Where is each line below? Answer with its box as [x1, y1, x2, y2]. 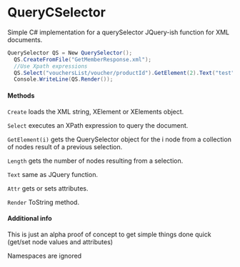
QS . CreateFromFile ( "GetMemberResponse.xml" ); [14, 56, 152, 63]
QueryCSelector [7, 4, 106, 21]
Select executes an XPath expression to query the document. [7, 121, 189, 129]
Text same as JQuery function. [7, 170, 99, 178]
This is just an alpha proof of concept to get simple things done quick [7, 230, 212, 238]
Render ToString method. [7, 198, 80, 206]
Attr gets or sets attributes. [7, 183, 89, 193]
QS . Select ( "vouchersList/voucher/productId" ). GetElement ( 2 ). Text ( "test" [14, 69, 235, 76]
